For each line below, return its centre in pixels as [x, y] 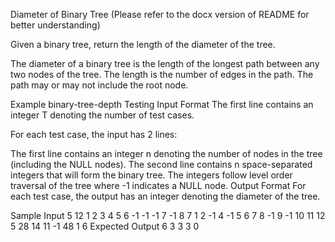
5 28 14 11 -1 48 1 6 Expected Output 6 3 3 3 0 [105, 226]
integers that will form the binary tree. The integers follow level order [151, 175]
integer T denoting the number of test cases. [102, 115]
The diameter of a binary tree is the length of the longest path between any [165, 63]
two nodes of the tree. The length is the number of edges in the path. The [162, 74]
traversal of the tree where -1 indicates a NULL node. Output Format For [158, 185]
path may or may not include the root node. [99, 85]
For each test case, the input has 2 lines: [94, 134]
